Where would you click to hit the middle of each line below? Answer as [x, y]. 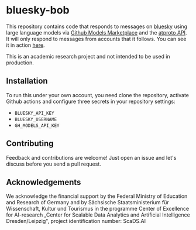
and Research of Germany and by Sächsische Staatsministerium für [87, 202]
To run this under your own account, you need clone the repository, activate [97, 95]
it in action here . [25, 45]
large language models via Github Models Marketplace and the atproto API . [97, 32]
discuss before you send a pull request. [54, 164]
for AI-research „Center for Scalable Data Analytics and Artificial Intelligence [98, 215]
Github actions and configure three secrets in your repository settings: [91, 101]
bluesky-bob [38, 10]
